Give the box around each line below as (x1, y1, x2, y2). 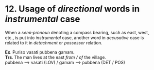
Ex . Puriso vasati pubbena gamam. (5, 49, 75, 55)
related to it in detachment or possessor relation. (5, 40, 103, 45)
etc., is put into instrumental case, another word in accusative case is (5, 35, 144, 41)
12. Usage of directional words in (5, 3, 140, 14)
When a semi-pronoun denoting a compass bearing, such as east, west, (5, 29, 149, 35)
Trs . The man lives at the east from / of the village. (5, 54, 106, 60)
